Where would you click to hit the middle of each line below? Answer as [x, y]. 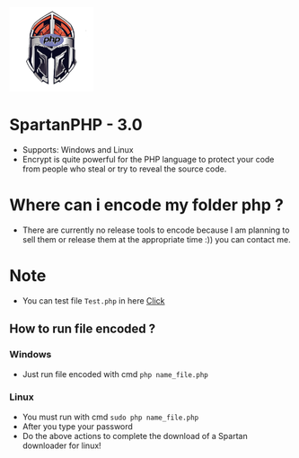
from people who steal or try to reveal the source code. [124, 169]
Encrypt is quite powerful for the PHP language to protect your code [148, 159]
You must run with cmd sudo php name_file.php [110, 417]
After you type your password [77, 426]
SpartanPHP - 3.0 [76, 125]
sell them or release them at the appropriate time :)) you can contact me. [156, 239]
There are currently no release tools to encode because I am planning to [156, 230]
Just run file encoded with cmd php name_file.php [115, 374]
